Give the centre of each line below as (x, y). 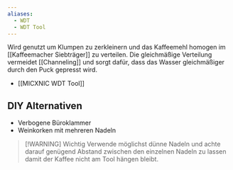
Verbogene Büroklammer (54, 123)
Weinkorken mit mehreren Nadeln (66, 130)
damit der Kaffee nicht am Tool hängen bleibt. (91, 159)
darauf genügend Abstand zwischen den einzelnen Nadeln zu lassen (125, 152)
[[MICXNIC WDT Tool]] (51, 84)
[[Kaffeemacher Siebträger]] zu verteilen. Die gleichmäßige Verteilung (110, 55)
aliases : (20, 14)
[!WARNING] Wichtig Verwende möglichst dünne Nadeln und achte (123, 144)
